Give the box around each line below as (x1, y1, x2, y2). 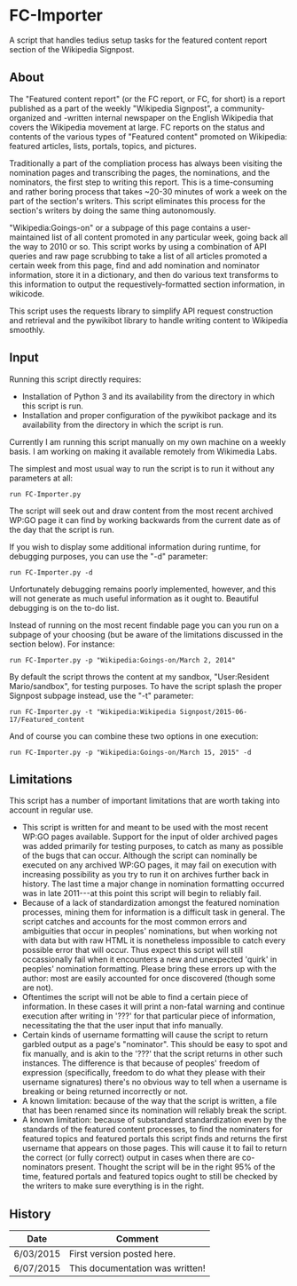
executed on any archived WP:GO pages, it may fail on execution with (21, 860, 277, 870)
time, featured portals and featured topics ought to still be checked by (21, 1171, 277, 1182)
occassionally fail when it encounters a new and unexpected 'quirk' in (21, 954, 277, 964)
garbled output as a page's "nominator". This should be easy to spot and (21, 1039, 288, 1050)
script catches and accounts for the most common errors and (21, 917, 247, 927)
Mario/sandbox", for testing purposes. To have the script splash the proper (9, 680, 282, 691)
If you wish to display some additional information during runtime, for (9, 541, 262, 552)
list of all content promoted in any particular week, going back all (51, 232, 288, 242)
